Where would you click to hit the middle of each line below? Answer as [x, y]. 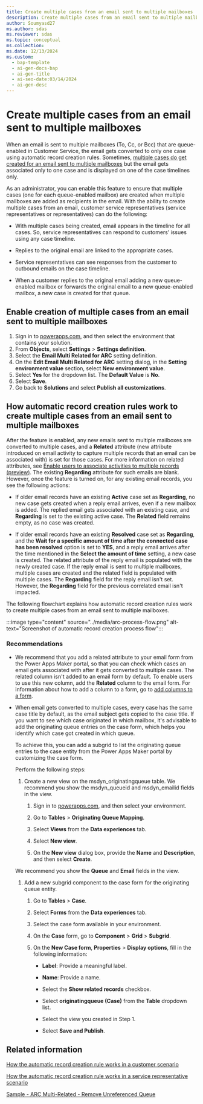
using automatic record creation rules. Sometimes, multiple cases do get [97, 157]
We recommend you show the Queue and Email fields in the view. [97, 870]
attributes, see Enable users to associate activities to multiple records [93, 466]
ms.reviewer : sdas [29, 34]
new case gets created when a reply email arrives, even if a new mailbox [105, 503]
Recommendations [35, 644]
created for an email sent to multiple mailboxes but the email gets [88, 163]
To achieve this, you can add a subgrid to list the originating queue [98, 745]
